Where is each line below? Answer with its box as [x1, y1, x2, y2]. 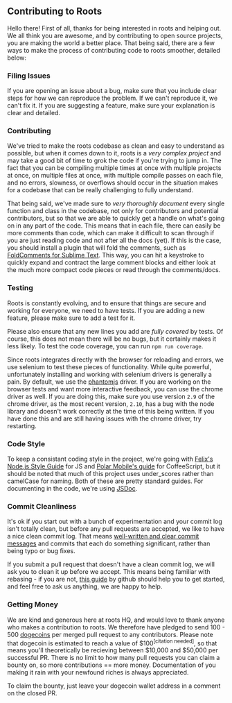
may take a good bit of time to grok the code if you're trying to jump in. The [7, 156, 222, 165]
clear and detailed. [7, 109, 61, 117]
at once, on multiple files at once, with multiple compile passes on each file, [7, 171, 224, 180]
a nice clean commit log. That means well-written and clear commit [7, 532, 199, 541]
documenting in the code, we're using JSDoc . [7, 484, 138, 492]
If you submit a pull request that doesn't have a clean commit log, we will [7, 560, 215, 568]
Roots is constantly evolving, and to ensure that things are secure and [7, 298, 206, 307]
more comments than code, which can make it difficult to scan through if [7, 229, 215, 237]
